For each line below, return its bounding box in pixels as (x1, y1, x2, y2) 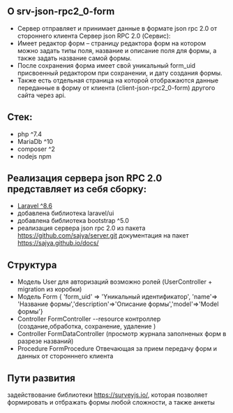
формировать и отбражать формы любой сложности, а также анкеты (7, 398, 215, 407)
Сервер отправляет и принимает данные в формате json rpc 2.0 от (17, 24, 218, 32)
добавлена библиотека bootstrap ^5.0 (17, 217, 129, 225)
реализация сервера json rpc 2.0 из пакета (17, 224, 146, 233)
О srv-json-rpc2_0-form (7, 6, 115, 17)
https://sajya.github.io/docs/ (17, 239, 99, 247)
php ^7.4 (17, 129, 43, 138)
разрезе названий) (17, 337, 74, 345)
